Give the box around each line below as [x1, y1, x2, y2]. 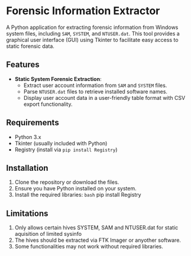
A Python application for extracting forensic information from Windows [6, 24, 179, 31]
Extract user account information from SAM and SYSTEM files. [23, 82, 167, 89]
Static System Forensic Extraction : [14, 75, 102, 82]
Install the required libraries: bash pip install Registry [14, 191, 141, 199]
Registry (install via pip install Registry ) [14, 146, 118, 153]
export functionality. [23, 101, 73, 108]
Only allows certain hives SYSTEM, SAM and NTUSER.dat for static [14, 224, 179, 231]
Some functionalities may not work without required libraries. [14, 243, 164, 250]
